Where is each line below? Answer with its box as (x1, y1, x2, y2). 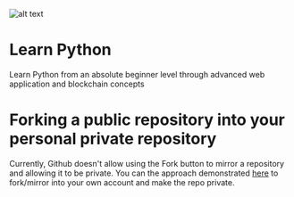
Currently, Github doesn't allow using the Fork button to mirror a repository (9, 158, 284, 168)
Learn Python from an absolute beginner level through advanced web (9, 69, 265, 79)
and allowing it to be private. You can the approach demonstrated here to (9, 168, 279, 178)
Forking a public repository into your (9, 110, 286, 130)
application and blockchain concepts (9, 78, 145, 89)
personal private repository (9, 129, 217, 149)
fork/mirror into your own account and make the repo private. (9, 176, 235, 187)
